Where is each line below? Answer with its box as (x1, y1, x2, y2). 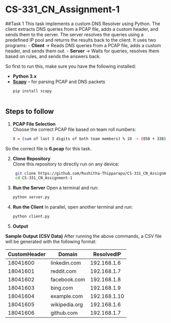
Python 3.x (12, 73, 37, 79)
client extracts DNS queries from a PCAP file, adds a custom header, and (5, 26, 159, 32)
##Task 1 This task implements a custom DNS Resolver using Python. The (5, 21, 161, 27)
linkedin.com (50, 259, 82, 266)
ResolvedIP (93, 251, 121, 257)
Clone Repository (12, 155, 51, 161)
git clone (15, 171, 36, 176)
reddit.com (50, 268, 77, 275)
